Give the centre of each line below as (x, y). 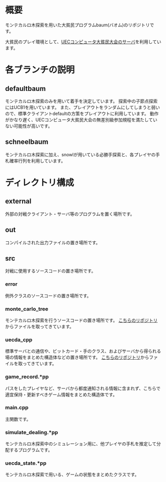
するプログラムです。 (31, 450)
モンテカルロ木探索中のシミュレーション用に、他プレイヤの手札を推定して (81, 444)
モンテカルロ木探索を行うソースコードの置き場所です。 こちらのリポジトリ (81, 320)
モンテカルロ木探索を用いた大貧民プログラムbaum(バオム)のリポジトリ (78, 25)
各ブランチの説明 (40, 70)
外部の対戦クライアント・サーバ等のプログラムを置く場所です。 (70, 214)
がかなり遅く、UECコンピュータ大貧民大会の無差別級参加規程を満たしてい (81, 119)
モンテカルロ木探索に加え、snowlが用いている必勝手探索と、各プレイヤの (81, 154)
